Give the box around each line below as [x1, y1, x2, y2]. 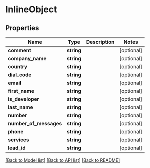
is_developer [8, 96, 39, 102]
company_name [8, 55, 47, 62]
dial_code [8, 71, 32, 78]
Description [86, 39, 115, 45]
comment [8, 47, 31, 54]
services [8, 136, 29, 143]
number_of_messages [8, 120, 62, 127]
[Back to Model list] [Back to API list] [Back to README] [5, 157, 120, 163]
